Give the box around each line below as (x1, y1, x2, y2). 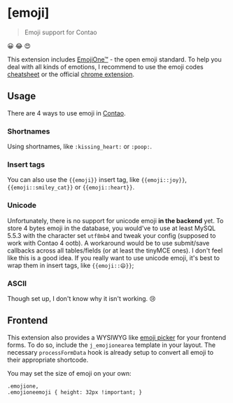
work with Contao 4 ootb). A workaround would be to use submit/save (7, 239, 210, 247)
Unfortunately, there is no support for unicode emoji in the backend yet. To (7, 216, 224, 225)
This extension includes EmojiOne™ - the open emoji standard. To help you (7, 55, 222, 64)
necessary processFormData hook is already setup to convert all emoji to (7, 348, 214, 356)
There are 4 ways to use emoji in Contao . (7, 108, 126, 117)
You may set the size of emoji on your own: (7, 369, 132, 377)
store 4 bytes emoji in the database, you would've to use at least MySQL (7, 224, 216, 232)
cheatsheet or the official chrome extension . (7, 70, 135, 78)
